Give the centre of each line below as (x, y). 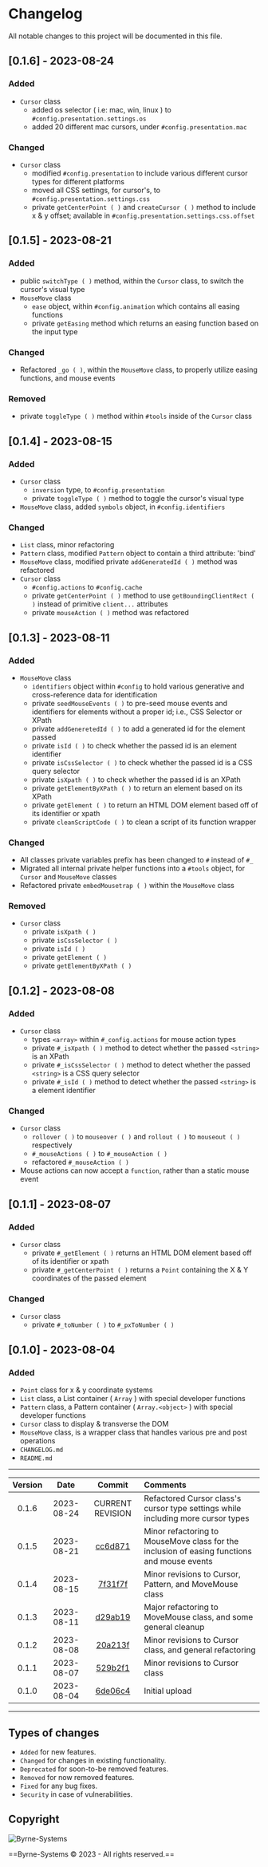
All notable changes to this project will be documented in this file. (116, 36)
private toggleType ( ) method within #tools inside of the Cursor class (136, 416)
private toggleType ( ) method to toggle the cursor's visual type (138, 498)
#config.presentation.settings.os (89, 119)
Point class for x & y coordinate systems (86, 1390)
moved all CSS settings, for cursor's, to (96, 190)
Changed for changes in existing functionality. (93, 1760)
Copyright (34, 1820)
